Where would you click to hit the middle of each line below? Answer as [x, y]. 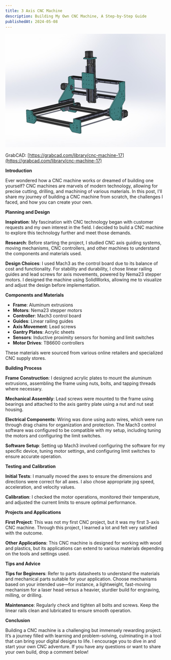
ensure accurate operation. [34, 456]
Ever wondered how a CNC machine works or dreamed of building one [79, 180]
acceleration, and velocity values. [40, 487]
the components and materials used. [44, 253]
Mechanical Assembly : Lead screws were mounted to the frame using [79, 399]
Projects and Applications [33, 512]
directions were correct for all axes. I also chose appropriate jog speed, [80, 481]
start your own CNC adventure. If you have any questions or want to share [83, 646]
